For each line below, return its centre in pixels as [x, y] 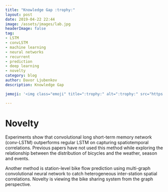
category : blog [21, 76]
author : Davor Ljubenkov [31, 80]
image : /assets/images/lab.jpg [38, 24]
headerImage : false [26, 29]
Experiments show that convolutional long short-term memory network [78, 137]
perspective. [18, 184]
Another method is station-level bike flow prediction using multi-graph [78, 168]
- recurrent [18, 57]
